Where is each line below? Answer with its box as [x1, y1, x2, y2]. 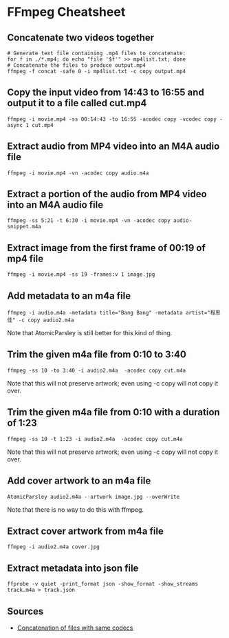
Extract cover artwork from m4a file [7, 525, 164, 537]
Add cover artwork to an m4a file [7, 475, 151, 487]
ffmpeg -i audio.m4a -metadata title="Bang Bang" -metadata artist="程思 [7, 310, 221, 317]
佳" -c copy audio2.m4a [7, 317, 74, 324]
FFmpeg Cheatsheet [7, 4, 126, 20]
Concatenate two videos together [7, 32, 155, 43]
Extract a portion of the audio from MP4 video [7, 188, 208, 200]
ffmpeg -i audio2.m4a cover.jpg [7, 544, 100, 550]
